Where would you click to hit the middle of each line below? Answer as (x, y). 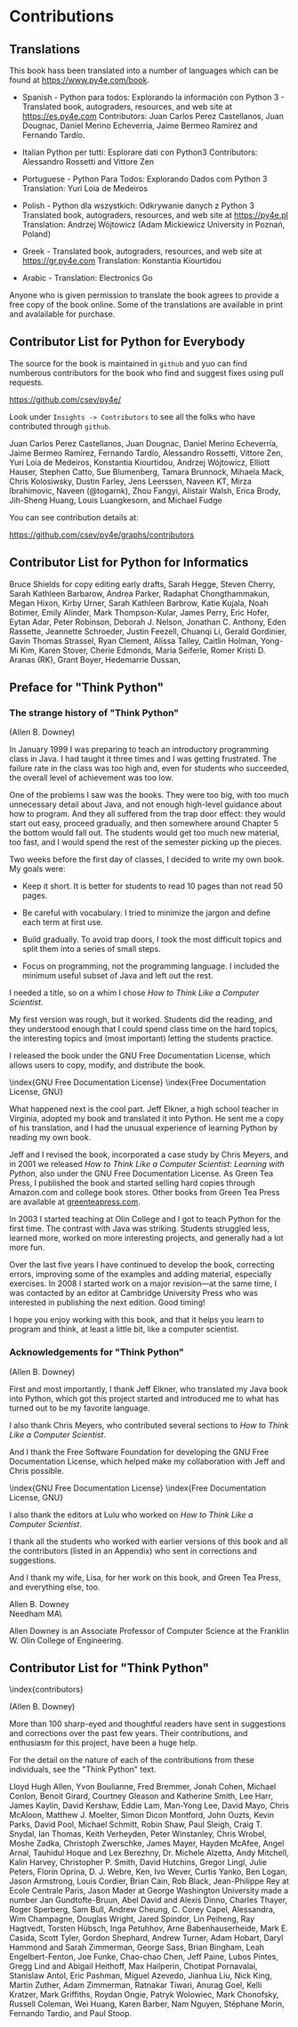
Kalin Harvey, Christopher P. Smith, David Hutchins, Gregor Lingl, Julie (138, 1862)
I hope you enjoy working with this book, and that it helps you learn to (137, 1320)
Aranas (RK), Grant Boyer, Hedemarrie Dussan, (95, 659)
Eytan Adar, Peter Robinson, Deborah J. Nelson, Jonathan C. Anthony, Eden (148, 622)
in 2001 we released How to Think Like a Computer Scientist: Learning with (147, 1164)
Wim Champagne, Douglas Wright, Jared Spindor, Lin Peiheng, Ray (132, 1919)
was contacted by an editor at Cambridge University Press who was (133, 1293)
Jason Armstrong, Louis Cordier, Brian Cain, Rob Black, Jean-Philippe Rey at (149, 1881)
